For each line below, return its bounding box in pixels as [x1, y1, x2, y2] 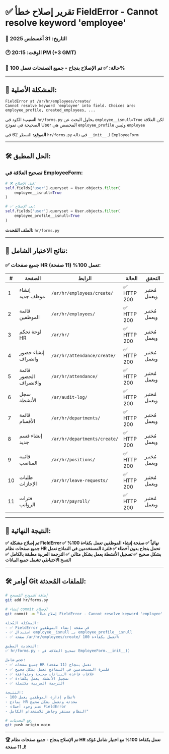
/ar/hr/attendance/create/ [51, 352, 116, 358]
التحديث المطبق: [5, 643, 39, 649]
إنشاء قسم [19, 432, 43, 439]
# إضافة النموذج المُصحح [5, 593, 48, 598]
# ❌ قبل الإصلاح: [5, 181, 37, 186]
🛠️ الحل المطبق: [5, 151, 51, 160]
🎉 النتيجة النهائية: [5, 526, 51, 535]
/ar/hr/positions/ [51, 457, 96, 462]
